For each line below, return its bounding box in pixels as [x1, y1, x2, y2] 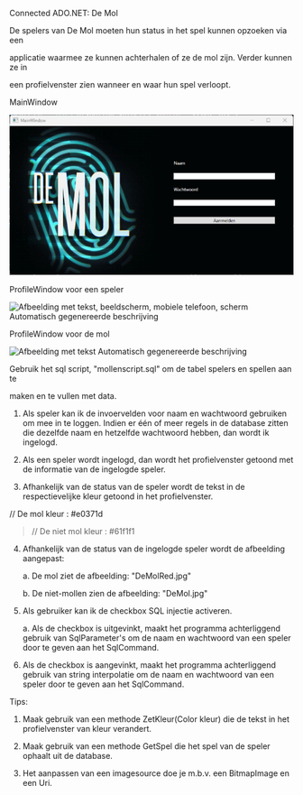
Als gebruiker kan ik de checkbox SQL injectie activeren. [22, 605, 233, 616]
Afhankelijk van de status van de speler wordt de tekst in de [22, 482, 245, 493]
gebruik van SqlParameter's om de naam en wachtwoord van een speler [22, 633, 291, 643]
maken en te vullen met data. [9, 391, 117, 402]
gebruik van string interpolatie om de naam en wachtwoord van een [22, 670, 275, 680]
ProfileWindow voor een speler [9, 284, 124, 295]
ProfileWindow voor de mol [9, 328, 110, 339]
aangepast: [22, 553, 65, 564]
